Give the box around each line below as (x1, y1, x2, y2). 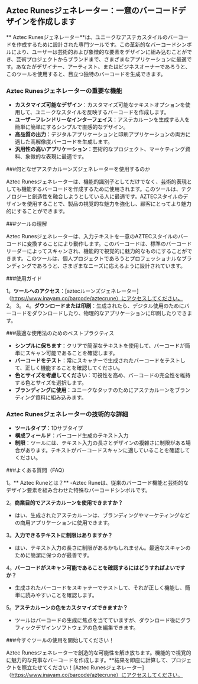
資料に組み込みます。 (35, 394, 87, 401)
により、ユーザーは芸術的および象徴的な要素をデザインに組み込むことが (11, 48, 187, 55)
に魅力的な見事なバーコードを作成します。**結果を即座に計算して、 (6, 657, 171, 664)
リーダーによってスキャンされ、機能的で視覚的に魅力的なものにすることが (6, 248, 187, 255)
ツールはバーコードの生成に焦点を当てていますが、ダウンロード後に (14, 617, 181, 624)
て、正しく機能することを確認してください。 (14, 364, 124, 371)
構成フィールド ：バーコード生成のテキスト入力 (14, 432, 129, 439)
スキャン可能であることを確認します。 (25, 349, 118, 356)
